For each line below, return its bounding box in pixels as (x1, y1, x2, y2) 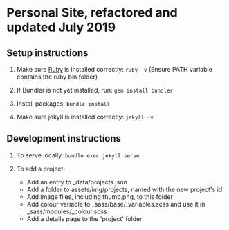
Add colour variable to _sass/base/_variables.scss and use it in (26, 200, 205, 208)
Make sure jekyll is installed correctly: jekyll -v (16, 113, 154, 121)
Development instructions (6, 133, 122, 144)
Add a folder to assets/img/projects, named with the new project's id (26, 185, 223, 193)
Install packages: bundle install (16, 99, 110, 108)
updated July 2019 (6, 19, 116, 35)
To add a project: (16, 164, 65, 173)
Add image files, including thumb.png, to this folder (26, 192, 174, 201)
